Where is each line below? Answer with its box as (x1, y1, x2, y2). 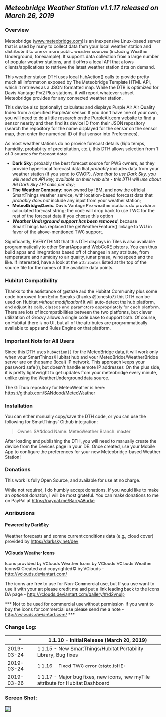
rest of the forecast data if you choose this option (12, 213, 113, 219)
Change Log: (5, 624, 37, 631)
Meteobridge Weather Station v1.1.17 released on (5, 4, 159, 12)
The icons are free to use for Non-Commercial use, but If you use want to (5, 581, 155, 587)
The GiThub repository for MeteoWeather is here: (5, 385, 105, 391)
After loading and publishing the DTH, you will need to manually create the (5, 438, 157, 444)
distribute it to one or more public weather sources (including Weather (5, 48, 148, 54)
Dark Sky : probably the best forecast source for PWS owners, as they (12, 160, 155, 166)
